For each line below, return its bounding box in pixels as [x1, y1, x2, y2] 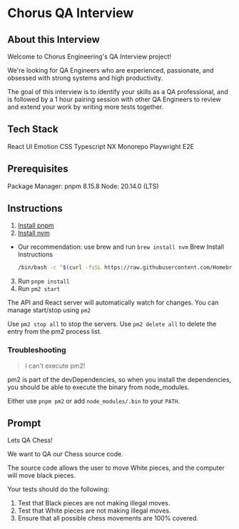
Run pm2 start [17, 284, 61, 293]
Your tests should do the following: [7, 485, 110, 493]
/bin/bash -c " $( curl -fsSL [17, 264, 102, 272]
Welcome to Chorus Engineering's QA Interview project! [7, 52, 172, 61]
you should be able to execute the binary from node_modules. [7, 383, 190, 391]
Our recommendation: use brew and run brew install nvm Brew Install [17, 242, 225, 251]
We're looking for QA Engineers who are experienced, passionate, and [7, 66, 214, 74]
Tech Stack [7, 123, 59, 135]
